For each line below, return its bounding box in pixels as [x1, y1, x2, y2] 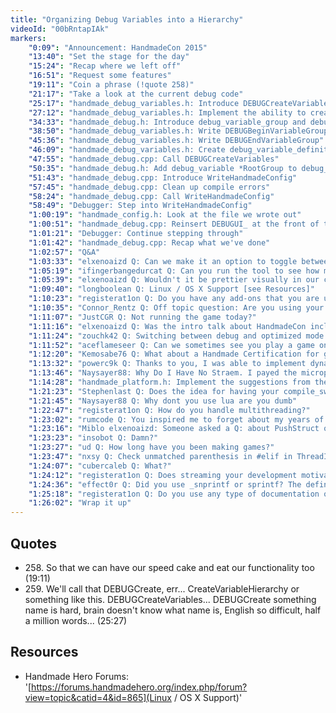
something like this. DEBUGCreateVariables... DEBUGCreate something [24, 593, 317, 605]
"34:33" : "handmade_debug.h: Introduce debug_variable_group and [28, 117, 307, 127]
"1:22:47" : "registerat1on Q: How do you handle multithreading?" [28, 405, 311, 415]
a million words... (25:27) [24, 614, 128, 626]
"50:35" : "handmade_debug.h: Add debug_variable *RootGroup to [28, 163, 298, 173]
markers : [10, 33, 47, 43]
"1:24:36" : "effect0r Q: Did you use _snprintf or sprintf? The [28, 479, 302, 490]
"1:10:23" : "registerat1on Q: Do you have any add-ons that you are [28, 294, 320, 304]
